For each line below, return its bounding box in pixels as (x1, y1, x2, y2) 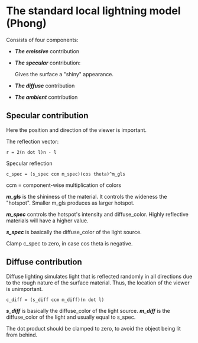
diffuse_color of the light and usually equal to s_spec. (6, 313, 136, 321)
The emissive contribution (14, 47, 80, 54)
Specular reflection (6, 160, 53, 167)
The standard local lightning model (6, 4, 181, 18)
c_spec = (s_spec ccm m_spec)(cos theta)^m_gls (6, 171, 126, 177)
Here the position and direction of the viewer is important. (6, 126, 147, 134)
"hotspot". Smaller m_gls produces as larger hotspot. (6, 199, 135, 206)
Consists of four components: (6, 36, 79, 43)
